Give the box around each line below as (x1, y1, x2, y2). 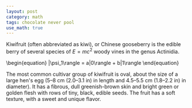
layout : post (6, 8, 38, 15)
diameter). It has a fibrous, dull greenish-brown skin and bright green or (6, 83, 179, 90)
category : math (6, 14, 43, 20)
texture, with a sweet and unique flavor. (6, 95, 101, 102)
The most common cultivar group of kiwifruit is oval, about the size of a (6, 71, 179, 78)
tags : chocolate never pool (6, 19, 75, 25)
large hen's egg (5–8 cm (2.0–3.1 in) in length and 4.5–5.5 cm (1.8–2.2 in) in (6, 76, 186, 83)
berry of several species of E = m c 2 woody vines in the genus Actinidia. (6, 47, 180, 55)
